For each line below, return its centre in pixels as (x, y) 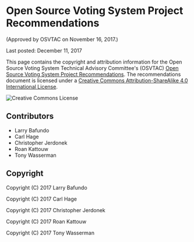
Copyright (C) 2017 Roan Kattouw (46, 221)
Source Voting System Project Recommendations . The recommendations (94, 74)
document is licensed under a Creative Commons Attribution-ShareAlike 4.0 (97, 80)
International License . (32, 86)
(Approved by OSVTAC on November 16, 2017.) (62, 39)
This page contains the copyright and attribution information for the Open (94, 62)
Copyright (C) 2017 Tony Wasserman (50, 233)
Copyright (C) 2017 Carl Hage (42, 199)
